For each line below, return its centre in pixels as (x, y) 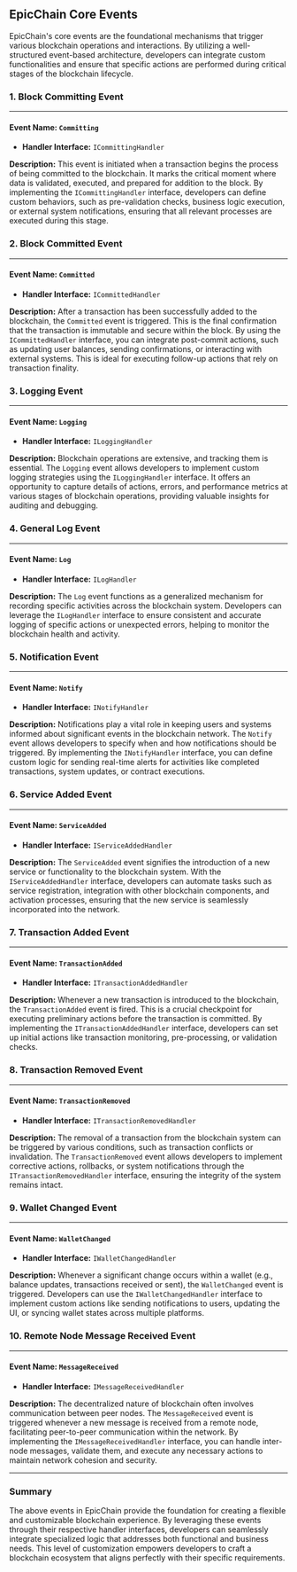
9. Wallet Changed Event (63, 1208)
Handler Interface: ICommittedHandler (91, 294)
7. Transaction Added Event (69, 932)
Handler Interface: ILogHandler (79, 579)
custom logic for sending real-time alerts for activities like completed (134, 763)
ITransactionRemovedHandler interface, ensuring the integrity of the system (145, 1175)
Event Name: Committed (52, 275)
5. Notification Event (54, 657)
